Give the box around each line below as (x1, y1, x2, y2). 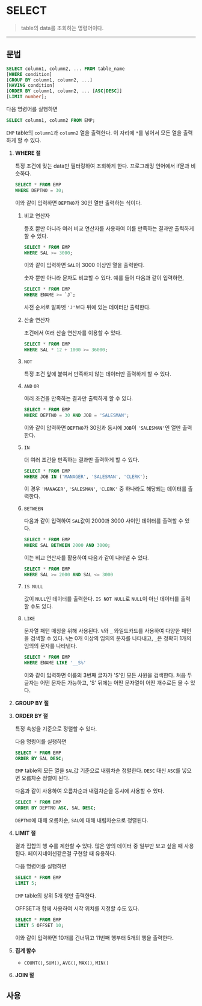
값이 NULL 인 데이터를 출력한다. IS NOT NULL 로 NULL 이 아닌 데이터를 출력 (23, 595, 191, 602)
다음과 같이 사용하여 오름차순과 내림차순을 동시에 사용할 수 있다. (14, 787, 164, 794)
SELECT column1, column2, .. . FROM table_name (6, 66, 125, 72)
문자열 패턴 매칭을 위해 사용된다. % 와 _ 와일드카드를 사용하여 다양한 (23, 627, 180, 634)
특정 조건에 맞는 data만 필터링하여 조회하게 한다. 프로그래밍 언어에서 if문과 (14, 162, 190, 169)
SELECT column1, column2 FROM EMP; (6, 118, 96, 124)
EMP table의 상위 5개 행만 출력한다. (14, 891, 96, 899)
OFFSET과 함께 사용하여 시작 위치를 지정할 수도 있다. (14, 905, 139, 912)
